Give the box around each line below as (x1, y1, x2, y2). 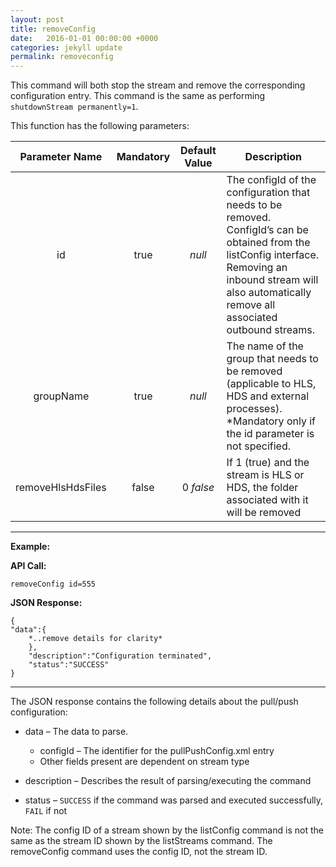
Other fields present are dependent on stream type (39, 756, 250, 768)
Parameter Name (19, 150, 103, 164)
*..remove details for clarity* (28, 634, 163, 644)
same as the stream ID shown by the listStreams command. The (10, 835, 273, 847)
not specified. (226, 439, 291, 453)
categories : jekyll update (10, 42, 123, 53)
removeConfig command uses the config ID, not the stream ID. (10, 846, 268, 858)
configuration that (226, 186, 311, 200)
